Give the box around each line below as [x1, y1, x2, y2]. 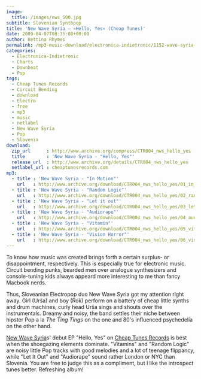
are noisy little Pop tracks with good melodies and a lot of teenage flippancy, [6, 347, 195, 354]
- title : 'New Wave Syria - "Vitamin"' [11, 220, 114, 226]
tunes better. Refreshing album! [6, 366, 84, 373]
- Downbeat [11, 64, 39, 71]
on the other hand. [6, 322, 52, 329]
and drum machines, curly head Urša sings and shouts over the [6, 303, 163, 310]
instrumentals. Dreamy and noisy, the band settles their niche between [6, 310, 181, 317]
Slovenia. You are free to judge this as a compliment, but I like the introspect [6, 359, 194, 366]
